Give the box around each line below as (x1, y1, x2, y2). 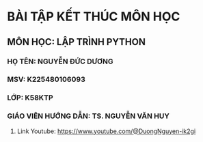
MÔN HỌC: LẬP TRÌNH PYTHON (7, 36, 146, 48)
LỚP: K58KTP (7, 93, 53, 102)
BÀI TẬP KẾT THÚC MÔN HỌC (7, 9, 180, 25)
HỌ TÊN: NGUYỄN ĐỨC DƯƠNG (7, 57, 113, 66)
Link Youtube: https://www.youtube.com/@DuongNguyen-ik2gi (16, 127, 196, 135)
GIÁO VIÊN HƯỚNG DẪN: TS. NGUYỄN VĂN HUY (7, 111, 170, 121)
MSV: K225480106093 (7, 74, 85, 84)
